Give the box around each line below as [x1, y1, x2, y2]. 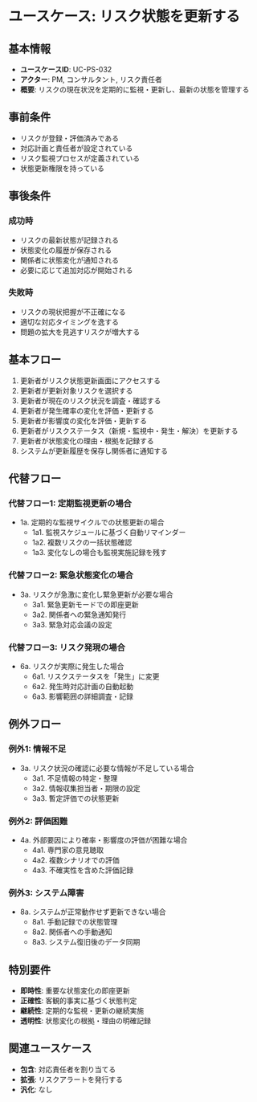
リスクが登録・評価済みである [19, 133, 119, 143]
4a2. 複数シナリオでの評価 [31, 855, 120, 864]
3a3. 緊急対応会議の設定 [31, 619, 112, 629]
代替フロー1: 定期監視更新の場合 [8, 497, 133, 508]
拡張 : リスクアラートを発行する [19, 1074, 123, 1084]
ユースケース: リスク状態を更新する [8, 7, 241, 26]
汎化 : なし [19, 1084, 53, 1094]
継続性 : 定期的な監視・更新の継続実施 [19, 1006, 145, 1015]
